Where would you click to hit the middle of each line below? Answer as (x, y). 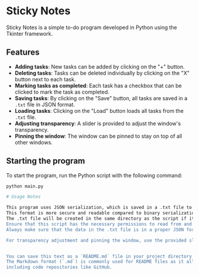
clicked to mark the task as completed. (62, 92)
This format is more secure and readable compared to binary (83, 213)
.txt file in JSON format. (45, 104)
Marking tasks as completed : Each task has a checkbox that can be (98, 85)
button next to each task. (45, 79)
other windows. (34, 142)
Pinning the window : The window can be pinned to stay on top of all (98, 136)
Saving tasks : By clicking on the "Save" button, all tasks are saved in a (101, 98)
